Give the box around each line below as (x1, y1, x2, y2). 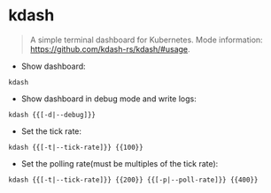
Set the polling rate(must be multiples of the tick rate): (20, 158, 219, 168)
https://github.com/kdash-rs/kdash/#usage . (29, 43, 191, 54)
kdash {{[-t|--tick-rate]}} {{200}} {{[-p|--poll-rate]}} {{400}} (8, 175, 259, 184)
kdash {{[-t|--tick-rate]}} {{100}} (8, 143, 143, 152)
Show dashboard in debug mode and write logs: (20, 93, 197, 104)
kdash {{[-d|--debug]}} (8, 110, 97, 119)
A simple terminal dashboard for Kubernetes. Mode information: (29, 34, 263, 45)
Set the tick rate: (20, 125, 81, 137)
